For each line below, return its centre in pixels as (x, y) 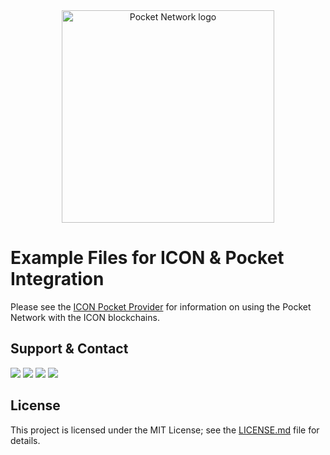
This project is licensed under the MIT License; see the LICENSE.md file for (165, 430)
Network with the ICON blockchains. (85, 317)
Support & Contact (69, 349)
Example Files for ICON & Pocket (147, 258)
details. (25, 440)
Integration (57, 279)
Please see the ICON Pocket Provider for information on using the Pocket (161, 306)
